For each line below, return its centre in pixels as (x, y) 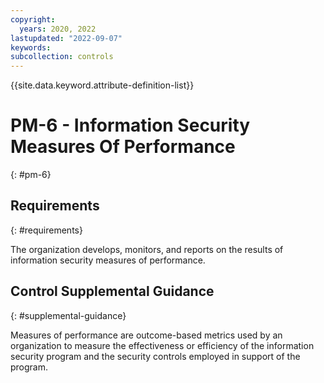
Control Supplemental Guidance (112, 291)
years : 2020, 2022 (58, 29)
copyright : (33, 19)
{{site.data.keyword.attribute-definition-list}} (102, 85)
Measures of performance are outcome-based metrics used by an (146, 335)
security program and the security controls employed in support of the (155, 356)
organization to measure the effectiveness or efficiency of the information (162, 345)
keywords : (31, 47)
